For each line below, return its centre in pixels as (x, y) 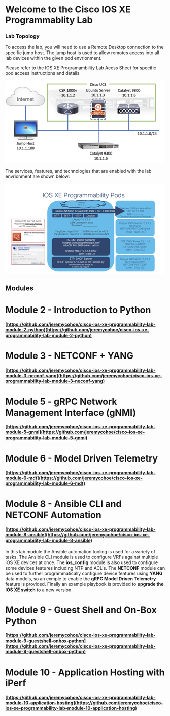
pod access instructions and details (42, 73)
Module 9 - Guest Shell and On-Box (81, 610)
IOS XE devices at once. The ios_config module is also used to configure (82, 562)
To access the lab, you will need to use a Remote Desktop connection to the (84, 47)
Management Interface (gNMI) (71, 412)
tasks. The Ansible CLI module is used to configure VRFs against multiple (82, 557)
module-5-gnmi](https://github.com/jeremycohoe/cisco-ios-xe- (75, 432)
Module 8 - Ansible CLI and (63, 504)
